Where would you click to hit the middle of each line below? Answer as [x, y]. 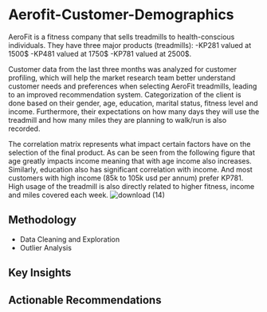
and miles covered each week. [59, 195]
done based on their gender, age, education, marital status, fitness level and [133, 103]
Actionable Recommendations [85, 300]
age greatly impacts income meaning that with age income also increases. [130, 160]
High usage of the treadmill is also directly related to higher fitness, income [132, 186]
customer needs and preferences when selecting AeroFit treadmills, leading [133, 86]
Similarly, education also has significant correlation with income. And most [130, 169]
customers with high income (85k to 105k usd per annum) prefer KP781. [126, 178]
